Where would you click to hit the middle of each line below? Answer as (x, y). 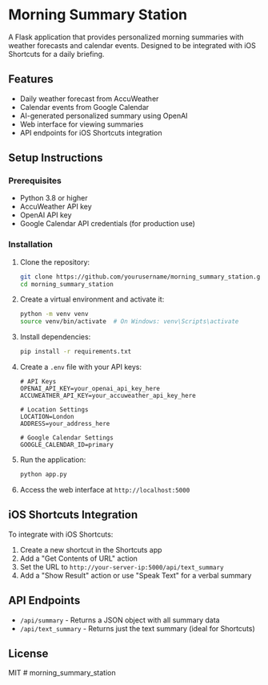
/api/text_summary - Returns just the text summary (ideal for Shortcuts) (138, 628)
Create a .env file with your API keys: (81, 367)
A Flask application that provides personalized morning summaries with (126, 37)
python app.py (43, 475)
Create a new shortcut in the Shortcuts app (91, 549)
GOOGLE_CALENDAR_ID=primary (66, 445)
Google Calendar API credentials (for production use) (108, 224)
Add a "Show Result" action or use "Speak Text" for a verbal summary (136, 575)
